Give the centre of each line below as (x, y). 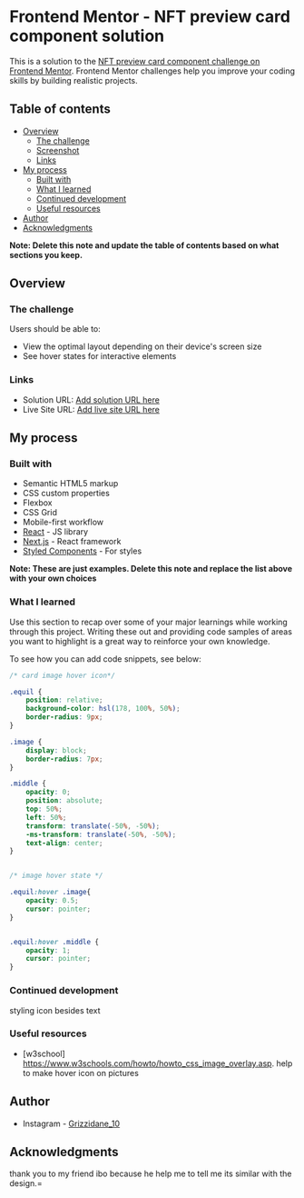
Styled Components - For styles (82, 551)
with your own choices (53, 578)
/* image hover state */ (56, 876)
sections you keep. (46, 255)
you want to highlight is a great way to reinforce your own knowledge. (140, 641)
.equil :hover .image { (50, 893)
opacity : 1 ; (48, 950)
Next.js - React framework (72, 542)
